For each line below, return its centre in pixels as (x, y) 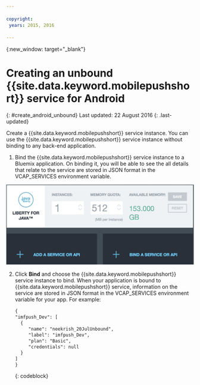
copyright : (20, 19)
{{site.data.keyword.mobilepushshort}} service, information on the (96, 287)
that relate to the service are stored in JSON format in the (85, 170)
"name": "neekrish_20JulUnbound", (71, 329)
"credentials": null (54, 347)
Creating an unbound (60, 73)
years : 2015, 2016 (32, 25)
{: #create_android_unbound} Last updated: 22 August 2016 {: (82, 115)
